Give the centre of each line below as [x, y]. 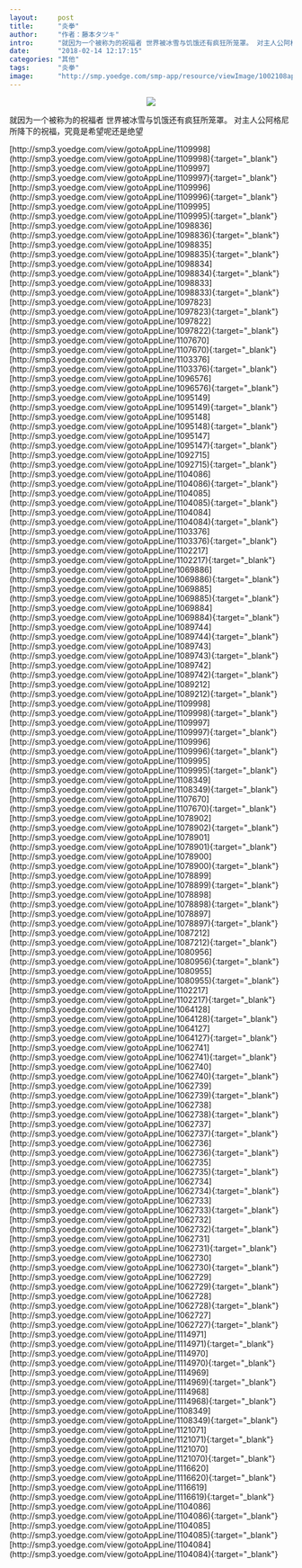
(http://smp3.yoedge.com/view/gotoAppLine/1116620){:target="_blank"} [143, 1477]
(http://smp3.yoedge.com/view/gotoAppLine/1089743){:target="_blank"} [144, 655]
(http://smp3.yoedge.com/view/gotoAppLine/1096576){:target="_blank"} [144, 388]
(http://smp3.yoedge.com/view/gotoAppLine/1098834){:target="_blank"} [145, 273]
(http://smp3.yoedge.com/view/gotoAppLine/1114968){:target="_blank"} [143, 1401]
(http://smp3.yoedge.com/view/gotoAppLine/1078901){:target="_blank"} [143, 847]
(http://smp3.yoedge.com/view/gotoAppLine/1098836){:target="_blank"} [145, 235]
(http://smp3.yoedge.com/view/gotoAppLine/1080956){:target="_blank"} [145, 961]
